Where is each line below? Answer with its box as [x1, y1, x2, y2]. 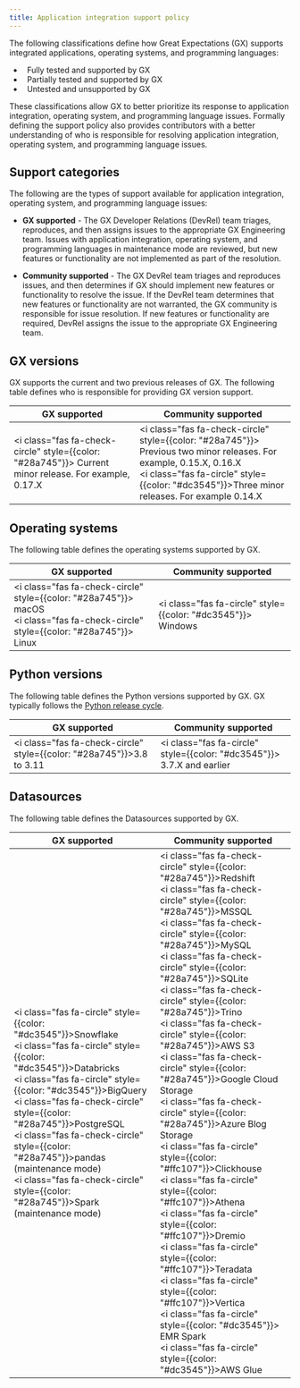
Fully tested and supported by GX [26, 64, 150, 75]
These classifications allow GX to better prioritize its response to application [9, 100, 289, 112]
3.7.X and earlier [160, 758, 230, 771]
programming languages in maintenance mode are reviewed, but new [21, 243, 279, 255]
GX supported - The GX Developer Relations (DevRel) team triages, [21, 216, 271, 226]
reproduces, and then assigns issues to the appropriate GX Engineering [21, 224, 286, 235]
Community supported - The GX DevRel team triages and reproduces [21, 270, 281, 282]
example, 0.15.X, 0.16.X [139, 457, 242, 470]
